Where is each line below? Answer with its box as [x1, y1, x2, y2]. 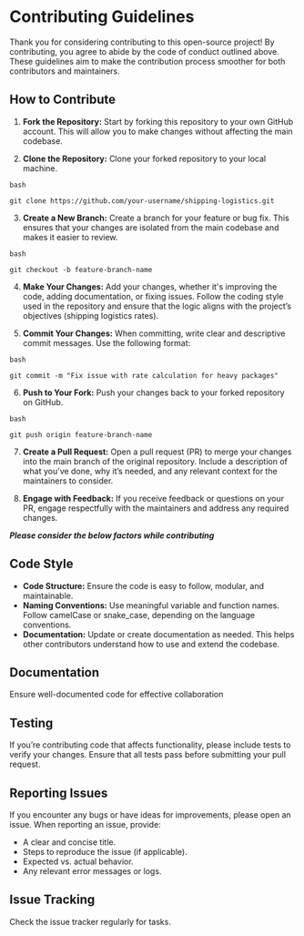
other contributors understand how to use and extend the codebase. [22, 638, 280, 649]
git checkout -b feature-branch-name [9, 265, 153, 274]
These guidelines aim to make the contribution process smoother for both [9, 56, 286, 66]
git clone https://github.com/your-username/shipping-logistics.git [9, 196, 275, 206]
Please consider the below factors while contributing [9, 530, 215, 541]
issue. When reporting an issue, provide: [9, 819, 161, 829]
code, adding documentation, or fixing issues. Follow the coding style [22, 290, 284, 301]
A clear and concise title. [22, 837, 117, 848]
